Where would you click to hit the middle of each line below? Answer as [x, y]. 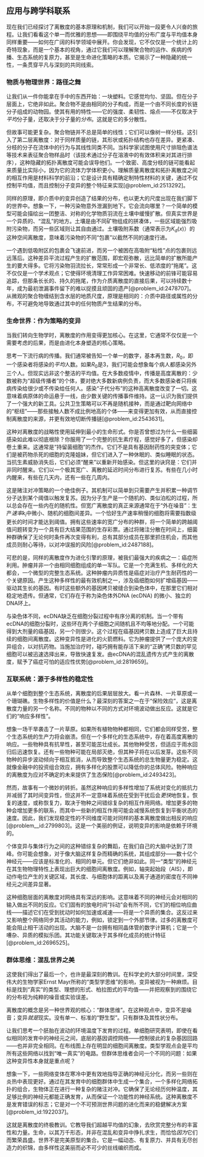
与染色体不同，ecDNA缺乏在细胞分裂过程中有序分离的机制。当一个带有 [95, 616]
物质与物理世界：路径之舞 [44, 82]
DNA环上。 [20, 603]
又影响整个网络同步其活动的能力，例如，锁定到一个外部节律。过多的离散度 [99, 920]
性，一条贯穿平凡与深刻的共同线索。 [52, 64]
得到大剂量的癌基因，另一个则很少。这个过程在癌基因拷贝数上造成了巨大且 [99, 631]
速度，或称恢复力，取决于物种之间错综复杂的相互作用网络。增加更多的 [104, 802]
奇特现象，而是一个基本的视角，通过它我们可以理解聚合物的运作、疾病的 [97, 49]
